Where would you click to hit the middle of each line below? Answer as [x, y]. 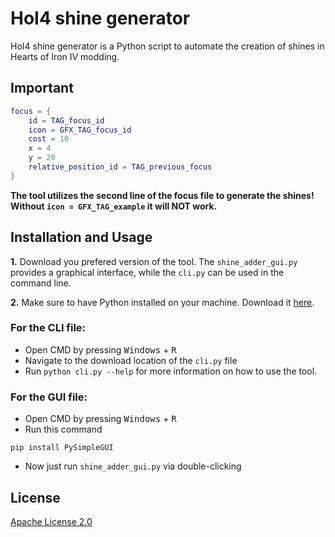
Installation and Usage [81, 237]
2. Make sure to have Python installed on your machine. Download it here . [162, 302]
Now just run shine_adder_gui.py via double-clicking [133, 466]
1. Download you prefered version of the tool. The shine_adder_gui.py [154, 261]
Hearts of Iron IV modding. [65, 56]
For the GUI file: [49, 397]
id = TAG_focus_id [66, 120]
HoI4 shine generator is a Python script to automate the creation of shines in [167, 46]
